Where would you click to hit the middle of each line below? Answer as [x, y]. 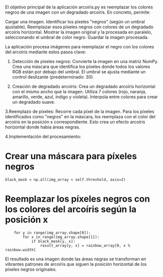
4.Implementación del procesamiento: [43, 137]
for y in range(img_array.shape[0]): [52, 233]
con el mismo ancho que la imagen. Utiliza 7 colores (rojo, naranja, [79, 92]
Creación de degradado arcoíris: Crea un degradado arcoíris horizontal [84, 86]
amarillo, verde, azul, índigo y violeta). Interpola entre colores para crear [85, 97]
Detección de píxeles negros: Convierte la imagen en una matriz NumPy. [85, 61]
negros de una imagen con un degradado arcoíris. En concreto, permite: [78, 12]
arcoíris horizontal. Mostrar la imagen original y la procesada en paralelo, [79, 32]
